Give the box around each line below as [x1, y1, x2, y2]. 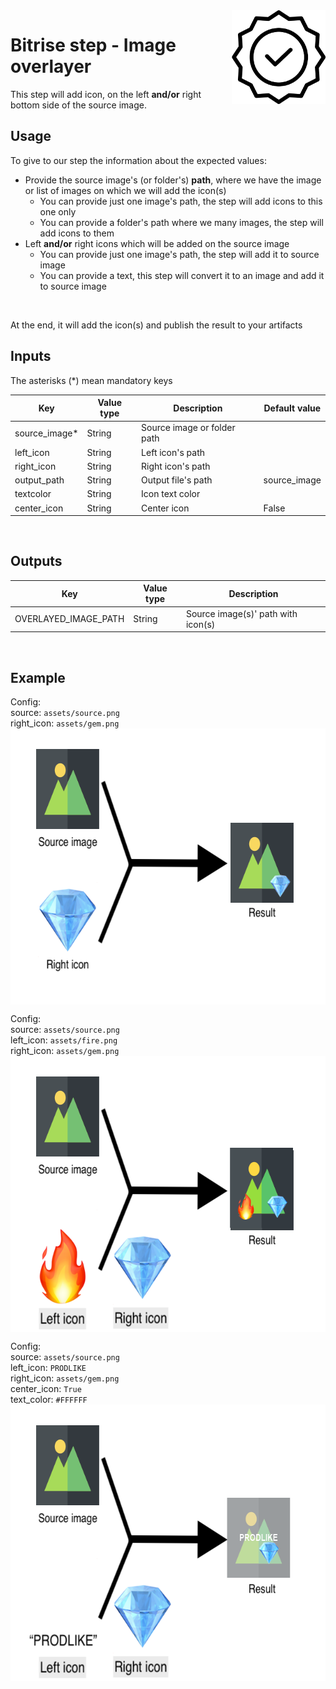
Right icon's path [141, 460, 211, 472]
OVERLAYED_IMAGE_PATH [14, 613, 125, 625]
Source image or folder [141, 422, 236, 434]
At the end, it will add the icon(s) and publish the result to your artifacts [10, 319, 303, 331]
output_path [14, 474, 65, 486]
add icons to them [39, 227, 115, 239]
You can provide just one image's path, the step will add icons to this [39, 195, 323, 207]
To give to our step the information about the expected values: [10, 154, 267, 166]
